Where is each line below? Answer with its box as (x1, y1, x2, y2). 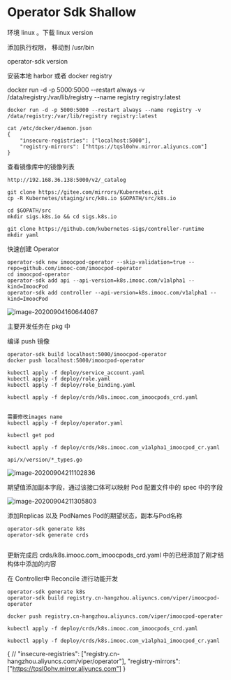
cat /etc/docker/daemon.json (7, 125, 92, 132)
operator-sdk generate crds (7, 531, 89, 539)
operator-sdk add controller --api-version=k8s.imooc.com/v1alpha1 (7, 289, 208, 296)
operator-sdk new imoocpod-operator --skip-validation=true (7, 258, 186, 266)
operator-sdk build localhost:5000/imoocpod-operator (7, 350, 167, 357)
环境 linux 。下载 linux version (7, 28, 94, 36)
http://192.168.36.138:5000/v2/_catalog (7, 176, 127, 183)
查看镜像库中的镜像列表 (7, 162, 75, 171)
